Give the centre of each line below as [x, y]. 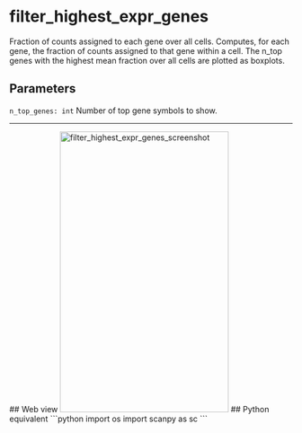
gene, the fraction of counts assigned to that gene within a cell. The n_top [146, 50]
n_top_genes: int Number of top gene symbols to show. [113, 110]
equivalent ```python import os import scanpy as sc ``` [109, 419]
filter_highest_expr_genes [109, 17]
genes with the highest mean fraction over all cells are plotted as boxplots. [147, 60]
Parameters [43, 88]
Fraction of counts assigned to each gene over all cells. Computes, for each [150, 41]
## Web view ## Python [139, 409]
